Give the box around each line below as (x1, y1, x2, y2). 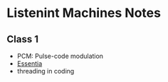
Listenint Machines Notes (6, 5, 162, 21)
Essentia (16, 59, 43, 68)
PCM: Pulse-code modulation (16, 52, 104, 60)
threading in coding (16, 67, 75, 75)
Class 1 (6, 33, 38, 45)
